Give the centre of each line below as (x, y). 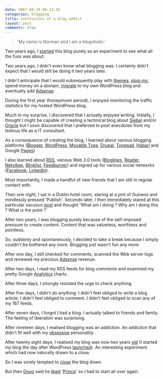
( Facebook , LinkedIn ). (27, 170)
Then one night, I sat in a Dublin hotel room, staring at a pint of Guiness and (81, 195)
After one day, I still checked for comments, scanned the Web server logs (79, 254)
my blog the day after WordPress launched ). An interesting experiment (76, 347)
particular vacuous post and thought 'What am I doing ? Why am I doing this (82, 205)
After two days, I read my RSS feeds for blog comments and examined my (80, 269)
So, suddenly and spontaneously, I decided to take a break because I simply (82, 240)
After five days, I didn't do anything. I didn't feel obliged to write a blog (76, 293)
